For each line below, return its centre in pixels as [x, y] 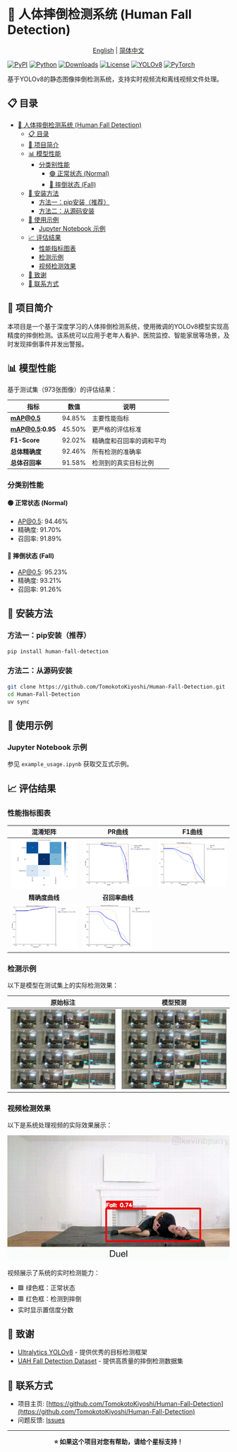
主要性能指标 [110, 418]
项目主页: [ [33, 1404]
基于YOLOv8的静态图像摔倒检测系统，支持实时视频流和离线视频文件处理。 [115, 79]
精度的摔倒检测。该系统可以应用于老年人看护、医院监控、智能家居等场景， [115, 335]
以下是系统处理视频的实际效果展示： [60, 1125]
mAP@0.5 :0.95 [33, 429]
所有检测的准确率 [116, 452]
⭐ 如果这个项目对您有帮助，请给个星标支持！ [119, 1442]
